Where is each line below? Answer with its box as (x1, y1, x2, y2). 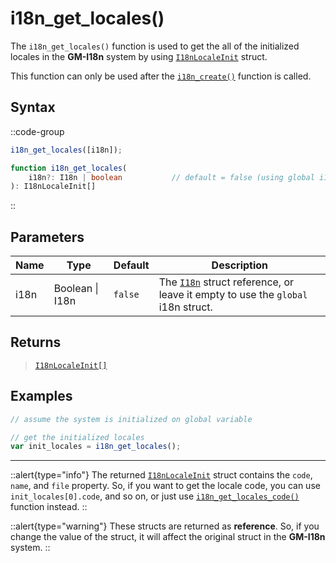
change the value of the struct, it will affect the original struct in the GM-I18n (10, 531, 326, 543)
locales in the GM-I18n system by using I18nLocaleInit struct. (10, 50, 268, 62)
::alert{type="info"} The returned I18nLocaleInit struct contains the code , (10, 469, 313, 481)
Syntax (10, 99, 56, 116)
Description (211, 258, 269, 272)
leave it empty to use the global (158, 288, 308, 302)
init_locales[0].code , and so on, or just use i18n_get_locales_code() (10, 490, 300, 502)
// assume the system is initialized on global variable (10, 414, 253, 424)
